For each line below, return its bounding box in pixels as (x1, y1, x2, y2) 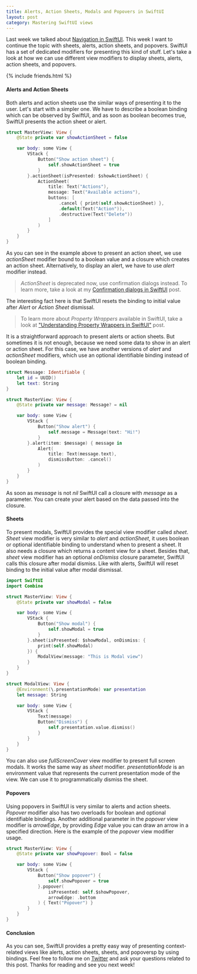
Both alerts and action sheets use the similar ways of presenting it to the (6, 99, 181, 106)
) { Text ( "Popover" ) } (37, 900, 94, 906)
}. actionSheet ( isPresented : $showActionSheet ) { (27, 172, 149, 179)
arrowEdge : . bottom (48, 894, 96, 901)
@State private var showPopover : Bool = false (16, 851, 133, 857)
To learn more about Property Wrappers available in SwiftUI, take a (20, 315, 183, 323)
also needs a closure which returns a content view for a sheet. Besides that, (6, 547, 190, 554)
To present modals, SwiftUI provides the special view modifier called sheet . (6, 528, 189, 535)
